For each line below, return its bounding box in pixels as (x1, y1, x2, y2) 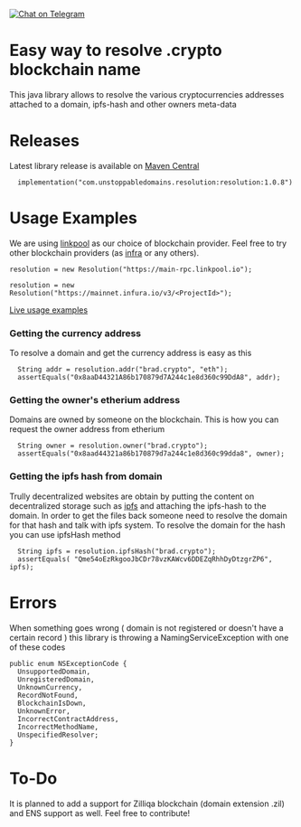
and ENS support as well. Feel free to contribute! (9, 807, 191, 818)
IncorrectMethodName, (17, 722, 99, 731)
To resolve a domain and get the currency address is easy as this (9, 348, 252, 359)
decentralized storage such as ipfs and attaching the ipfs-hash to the (9, 500, 267, 511)
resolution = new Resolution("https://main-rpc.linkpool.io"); (9, 265, 253, 274)
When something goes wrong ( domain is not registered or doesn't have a (9, 622, 284, 633)
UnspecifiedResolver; (17, 730, 99, 739)
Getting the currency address (9, 326, 142, 339)
